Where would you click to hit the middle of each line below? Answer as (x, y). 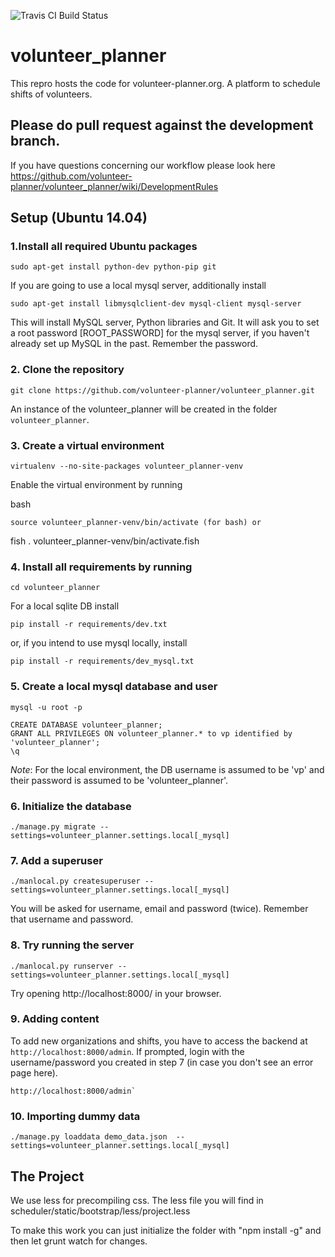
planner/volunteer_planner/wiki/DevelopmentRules (114, 186)
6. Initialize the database (71, 806)
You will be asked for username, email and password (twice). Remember (159, 909)
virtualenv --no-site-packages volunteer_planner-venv (127, 466)
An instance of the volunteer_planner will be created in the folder (144, 409)
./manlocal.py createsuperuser (75, 881)
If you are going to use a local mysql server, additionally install (138, 286)
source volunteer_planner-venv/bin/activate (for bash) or (136, 523)
